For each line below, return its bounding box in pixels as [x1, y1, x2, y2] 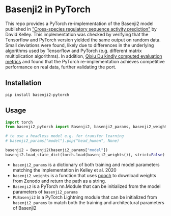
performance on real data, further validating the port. [5, 64, 117, 70]
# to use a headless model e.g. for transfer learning [5, 134, 124, 139]
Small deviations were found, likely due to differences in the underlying [5, 42, 154, 48]
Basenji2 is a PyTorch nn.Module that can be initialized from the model [12, 183, 161, 189]
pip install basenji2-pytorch [5, 92, 70, 98]
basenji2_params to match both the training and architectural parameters [12, 199, 164, 205]
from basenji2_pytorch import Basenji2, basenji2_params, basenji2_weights [5, 124, 169, 130]
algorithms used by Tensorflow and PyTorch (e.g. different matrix [5, 47, 142, 54]
